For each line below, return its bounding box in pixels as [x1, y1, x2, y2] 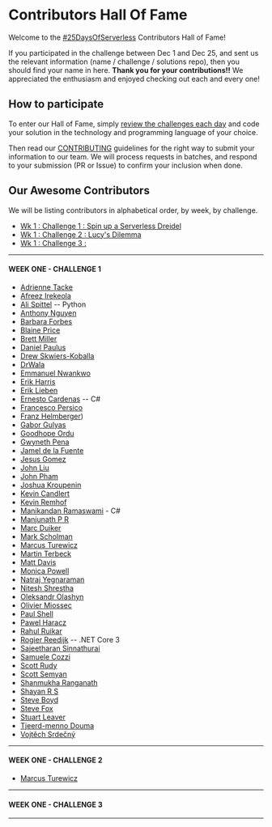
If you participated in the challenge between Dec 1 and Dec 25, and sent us [8, 48, 259, 57]
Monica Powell [19, 566, 70, 575]
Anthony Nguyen [19, 307, 77, 317]
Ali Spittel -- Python [19, 299, 87, 309]
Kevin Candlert [19, 488, 70, 498]
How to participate [8, 97, 104, 111]
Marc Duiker [19, 523, 62, 532]
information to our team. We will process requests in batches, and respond [8, 151, 257, 161]
